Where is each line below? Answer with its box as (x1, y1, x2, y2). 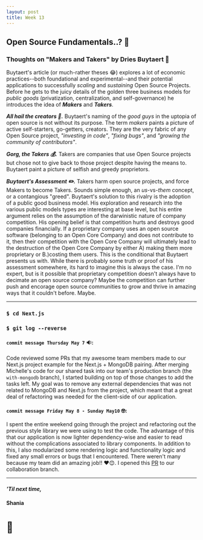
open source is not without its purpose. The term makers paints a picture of (6, 119, 195, 127)
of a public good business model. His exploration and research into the (6, 199, 182, 206)
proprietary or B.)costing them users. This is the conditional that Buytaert (6, 251, 188, 258)
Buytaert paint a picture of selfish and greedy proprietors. (6, 166, 150, 173)
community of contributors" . (6, 139, 77, 146)
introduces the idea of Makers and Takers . (6, 101, 114, 108)
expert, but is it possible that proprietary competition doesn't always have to (6, 270, 196, 277)
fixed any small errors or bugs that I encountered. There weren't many (6, 453, 181, 460)
